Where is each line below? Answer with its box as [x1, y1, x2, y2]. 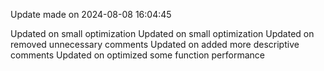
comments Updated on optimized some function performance [10, 49, 265, 61]
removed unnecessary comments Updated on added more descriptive [10, 39, 300, 50]
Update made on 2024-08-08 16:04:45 [10, 9, 172, 20]
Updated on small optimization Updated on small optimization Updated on [10, 28, 315, 39]
